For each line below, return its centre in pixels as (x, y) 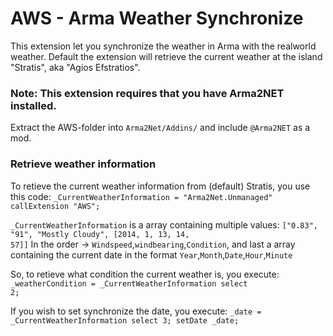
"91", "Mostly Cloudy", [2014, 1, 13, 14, (100, 234)
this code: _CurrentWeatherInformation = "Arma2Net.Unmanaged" (141, 196)
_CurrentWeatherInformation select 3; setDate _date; (125, 320)
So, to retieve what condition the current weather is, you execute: (145, 274)
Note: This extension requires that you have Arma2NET (147, 93)
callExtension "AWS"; (55, 206)
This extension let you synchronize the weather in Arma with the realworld (163, 46)
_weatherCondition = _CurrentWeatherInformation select (129, 283)
